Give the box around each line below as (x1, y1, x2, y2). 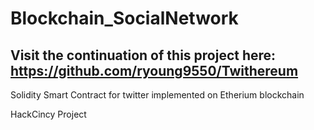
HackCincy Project (10, 108, 87, 120)
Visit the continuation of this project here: (10, 47, 277, 64)
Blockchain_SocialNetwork (10, 7, 239, 30)
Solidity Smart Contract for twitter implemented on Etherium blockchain (10, 89, 305, 101)
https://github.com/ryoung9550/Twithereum (10, 62, 299, 79)
